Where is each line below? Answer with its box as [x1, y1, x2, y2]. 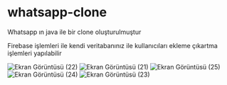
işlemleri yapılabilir [7, 49, 62, 57]
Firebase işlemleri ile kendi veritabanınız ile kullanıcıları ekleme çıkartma [7, 41, 218, 50]
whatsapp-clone [7, 4, 107, 21]
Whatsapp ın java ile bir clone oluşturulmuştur [7, 28, 142, 36]
